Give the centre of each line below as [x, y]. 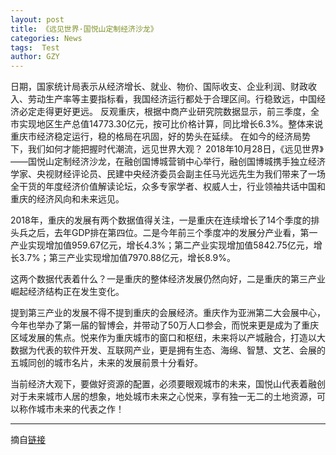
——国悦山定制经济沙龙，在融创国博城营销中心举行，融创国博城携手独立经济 [168, 162]
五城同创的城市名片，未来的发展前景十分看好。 [106, 363]
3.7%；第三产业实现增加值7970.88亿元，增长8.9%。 [127, 258]
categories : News [46, 38]
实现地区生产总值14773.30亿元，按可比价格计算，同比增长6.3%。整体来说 [171, 124]
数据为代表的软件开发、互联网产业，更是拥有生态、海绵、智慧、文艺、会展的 [168, 350]
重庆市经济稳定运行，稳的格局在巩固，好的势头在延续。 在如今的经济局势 [160, 137]
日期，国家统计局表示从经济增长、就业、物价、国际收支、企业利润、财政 [159, 87]
